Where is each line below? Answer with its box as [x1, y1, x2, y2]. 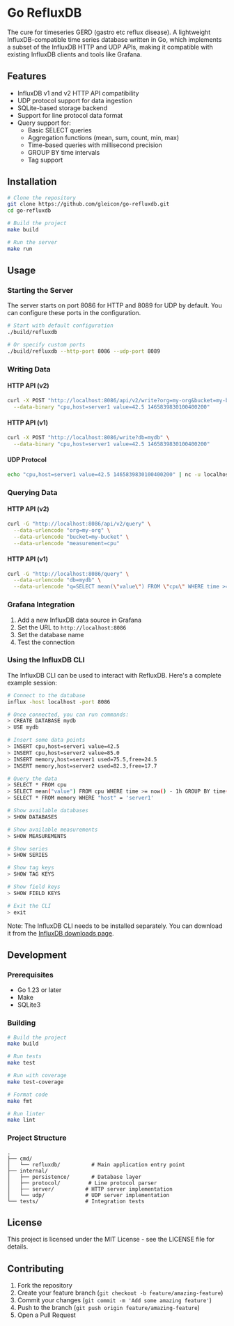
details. [7, 1242, 29, 1251]
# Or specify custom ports [7, 342, 86, 349]
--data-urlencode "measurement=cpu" [13, 540, 120, 547]
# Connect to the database [7, 692, 86, 699]
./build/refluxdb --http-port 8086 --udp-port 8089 [7, 348, 160, 355]
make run [7, 245, 33, 252]
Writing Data [7, 364, 51, 374]
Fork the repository [17, 1281, 73, 1290]
